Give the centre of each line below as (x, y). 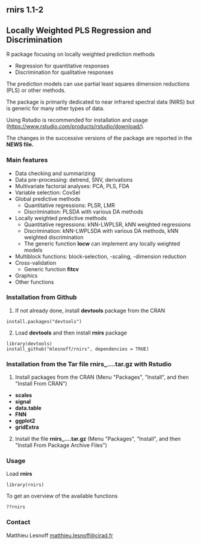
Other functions (34, 282)
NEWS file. (20, 144)
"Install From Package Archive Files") (61, 445)
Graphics (26, 276)
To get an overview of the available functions (62, 496)
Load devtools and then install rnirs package (71, 333)
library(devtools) (29, 343)
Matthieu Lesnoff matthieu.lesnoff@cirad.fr (60, 535)
